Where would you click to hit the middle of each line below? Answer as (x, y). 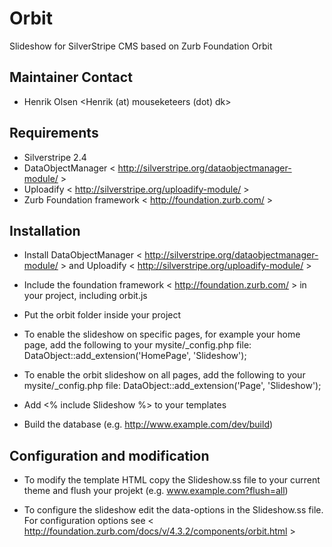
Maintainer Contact (71, 77)
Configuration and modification (109, 455)
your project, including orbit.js (85, 296)
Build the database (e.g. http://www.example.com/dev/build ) (148, 424)
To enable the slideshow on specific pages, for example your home (162, 334)
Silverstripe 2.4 (55, 157)
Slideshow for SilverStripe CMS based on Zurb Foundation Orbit (141, 46)
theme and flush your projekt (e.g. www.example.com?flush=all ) (156, 491)
